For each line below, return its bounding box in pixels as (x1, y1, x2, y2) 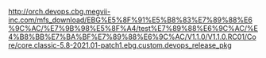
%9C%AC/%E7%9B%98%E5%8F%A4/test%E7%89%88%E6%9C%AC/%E (8, 24, 258, 33)
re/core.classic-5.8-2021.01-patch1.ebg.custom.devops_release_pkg (8, 41, 232, 50)
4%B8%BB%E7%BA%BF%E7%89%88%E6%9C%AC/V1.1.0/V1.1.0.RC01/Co (8, 32, 256, 41)
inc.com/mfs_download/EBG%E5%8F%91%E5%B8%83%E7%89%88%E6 (8, 15, 253, 25)
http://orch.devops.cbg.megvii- (8, 7, 111, 16)
